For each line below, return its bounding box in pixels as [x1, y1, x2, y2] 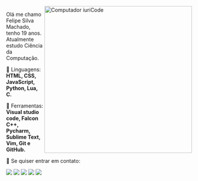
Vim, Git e [6, 140, 31, 146]
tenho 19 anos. [6, 29, 42, 36]
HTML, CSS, [6, 72, 37, 79]
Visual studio [6, 109, 39, 115]
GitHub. [6, 146, 26, 153]
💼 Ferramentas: [6, 102, 44, 109]
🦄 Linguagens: [6, 66, 41, 73]
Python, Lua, [6, 85, 38, 92]
